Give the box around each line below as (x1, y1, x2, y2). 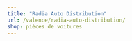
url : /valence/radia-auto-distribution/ (7, 17, 126, 24)
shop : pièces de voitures (7, 23, 82, 30)
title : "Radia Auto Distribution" (7, 10, 108, 17)
